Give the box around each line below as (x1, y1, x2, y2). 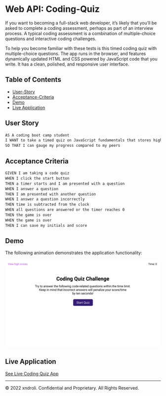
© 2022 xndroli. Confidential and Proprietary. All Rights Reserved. (5, 385, 139, 391)
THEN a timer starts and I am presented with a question (5, 181, 125, 186)
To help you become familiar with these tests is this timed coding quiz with (5, 45, 157, 51)
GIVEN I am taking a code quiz (5, 171, 70, 176)
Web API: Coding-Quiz (5, 3, 100, 15)
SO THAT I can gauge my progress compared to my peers (5, 143, 121, 148)
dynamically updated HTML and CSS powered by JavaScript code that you (5, 56, 158, 62)
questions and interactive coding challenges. (5, 36, 96, 42)
